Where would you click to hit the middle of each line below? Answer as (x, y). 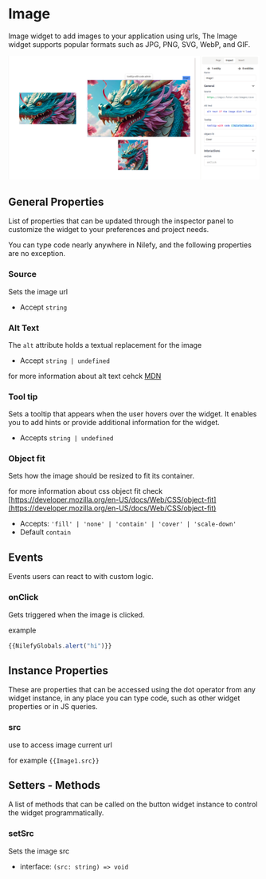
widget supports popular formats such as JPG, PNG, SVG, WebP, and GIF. (129, 44)
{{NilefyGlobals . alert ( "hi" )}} (60, 646)
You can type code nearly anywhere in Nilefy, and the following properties (130, 245)
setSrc (21, 834)
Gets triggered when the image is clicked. (76, 614)
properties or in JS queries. (53, 707)
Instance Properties (59, 670)
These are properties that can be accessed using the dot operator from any (132, 690)
